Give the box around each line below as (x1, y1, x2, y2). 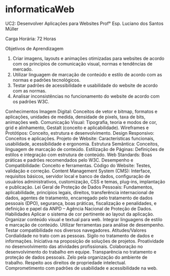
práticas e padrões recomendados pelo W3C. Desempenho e (5, 157, 133, 163)
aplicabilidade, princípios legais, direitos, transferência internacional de (5, 189, 154, 195)
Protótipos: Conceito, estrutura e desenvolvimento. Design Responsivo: (5, 130, 155, 136)
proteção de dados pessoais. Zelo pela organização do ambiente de (5, 254, 148, 260)
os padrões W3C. (12, 98, 50, 105)
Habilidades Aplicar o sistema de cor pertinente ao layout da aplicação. (5, 211, 154, 217)
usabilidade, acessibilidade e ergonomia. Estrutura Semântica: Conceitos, (5, 141, 159, 147)
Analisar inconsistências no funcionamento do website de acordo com (12, 93, 160, 99)
